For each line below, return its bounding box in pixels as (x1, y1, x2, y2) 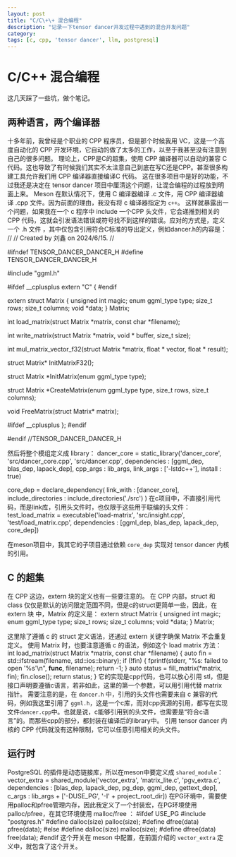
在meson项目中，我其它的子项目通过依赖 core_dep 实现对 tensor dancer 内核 (7, 540, 230, 549)
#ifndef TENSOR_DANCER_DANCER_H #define (7, 248, 144, 256)
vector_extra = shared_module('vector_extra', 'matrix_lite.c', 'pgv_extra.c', (7, 776, 221, 784)
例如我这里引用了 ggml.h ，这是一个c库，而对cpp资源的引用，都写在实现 (19, 698, 228, 707)
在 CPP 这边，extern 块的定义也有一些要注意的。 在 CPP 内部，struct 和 (7, 592, 216, 600)
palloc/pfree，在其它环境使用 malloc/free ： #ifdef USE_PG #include (7, 809, 206, 817)
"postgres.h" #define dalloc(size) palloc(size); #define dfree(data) (7, 817, 199, 826)
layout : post (7, 10, 46, 18)
